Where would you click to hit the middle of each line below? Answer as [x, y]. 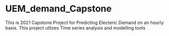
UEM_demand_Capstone [58, 9]
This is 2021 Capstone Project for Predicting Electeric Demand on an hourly [85, 22]
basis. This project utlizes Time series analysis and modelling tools [75, 27]
